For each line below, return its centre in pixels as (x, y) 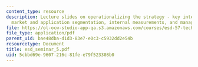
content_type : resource (35, 11)
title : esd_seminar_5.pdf (38, 50)
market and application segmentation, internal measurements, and (95, 22)
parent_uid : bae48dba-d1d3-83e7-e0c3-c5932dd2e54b (70, 38)
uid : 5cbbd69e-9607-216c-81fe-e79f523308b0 (60, 55)
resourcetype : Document (35, 44)
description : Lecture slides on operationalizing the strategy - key (93, 17)
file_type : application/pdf (41, 33)
